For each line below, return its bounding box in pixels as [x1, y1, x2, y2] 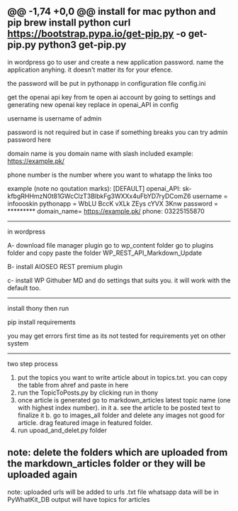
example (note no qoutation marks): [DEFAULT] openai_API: [7, 184, 181, 192]
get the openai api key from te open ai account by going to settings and [7, 92, 216, 101]
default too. [7, 283, 41, 292]
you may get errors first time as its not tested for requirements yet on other [7, 331, 226, 340]
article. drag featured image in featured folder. [17, 418, 153, 427]
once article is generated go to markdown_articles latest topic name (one [17, 395, 231, 404]
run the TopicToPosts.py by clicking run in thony [17, 388, 158, 397]
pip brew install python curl [7, 17, 131, 29]
